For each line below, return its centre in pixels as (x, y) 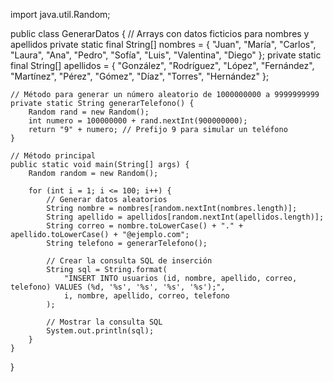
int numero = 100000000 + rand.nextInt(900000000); (138, 121)
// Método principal (53, 156)
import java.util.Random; (60, 14)
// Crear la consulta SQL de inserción (129, 261)
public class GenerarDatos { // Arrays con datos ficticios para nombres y (160, 33)
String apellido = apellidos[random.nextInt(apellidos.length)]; (185, 217)
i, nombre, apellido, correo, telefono (146, 296)
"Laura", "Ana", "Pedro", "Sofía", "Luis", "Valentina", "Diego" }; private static (166, 55)
